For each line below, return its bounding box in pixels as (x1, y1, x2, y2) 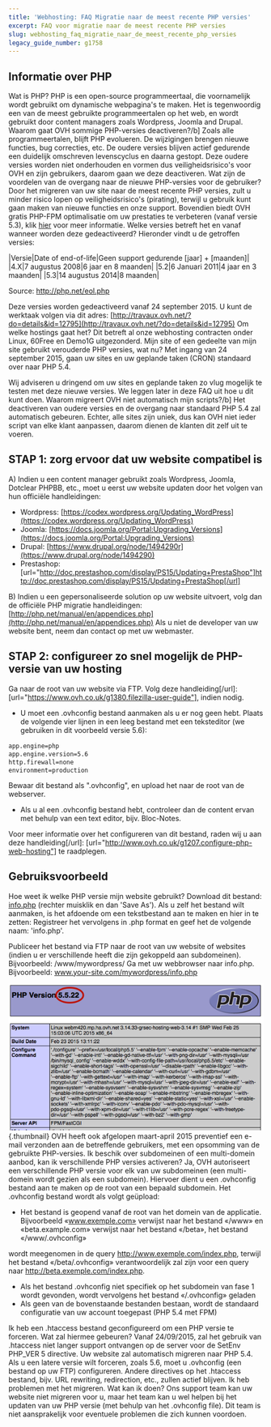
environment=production (8, 766, 89, 774)
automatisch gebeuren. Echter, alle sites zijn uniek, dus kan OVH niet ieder (8, 412, 256, 422)
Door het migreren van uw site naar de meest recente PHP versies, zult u (8, 186, 252, 196)
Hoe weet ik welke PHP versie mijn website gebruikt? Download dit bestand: (8, 891, 262, 901)
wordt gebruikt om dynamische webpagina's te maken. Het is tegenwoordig (8, 100, 261, 109)
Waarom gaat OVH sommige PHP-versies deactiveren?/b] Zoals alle (8, 126, 235, 135)
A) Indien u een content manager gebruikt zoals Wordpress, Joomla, (8, 474, 236, 483)
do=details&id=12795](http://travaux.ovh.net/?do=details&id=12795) (8, 319, 235, 329)
